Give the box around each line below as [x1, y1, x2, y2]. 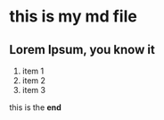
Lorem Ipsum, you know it [9, 42, 156, 57]
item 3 [21, 85, 46, 95]
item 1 [21, 65, 45, 76]
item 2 [21, 75, 46, 86]
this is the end [9, 102, 62, 113]
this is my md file [9, 6, 138, 27]
